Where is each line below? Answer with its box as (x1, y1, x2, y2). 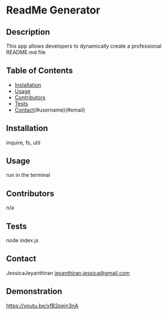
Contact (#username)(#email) (14, 106, 85, 113)
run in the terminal (6, 172, 51, 179)
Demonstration (6, 286, 63, 297)
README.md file (6, 49, 46, 56)
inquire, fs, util (6, 139, 41, 146)
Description (6, 27, 50, 37)
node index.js (6, 237, 39, 244)
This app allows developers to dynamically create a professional (6, 42, 162, 49)
